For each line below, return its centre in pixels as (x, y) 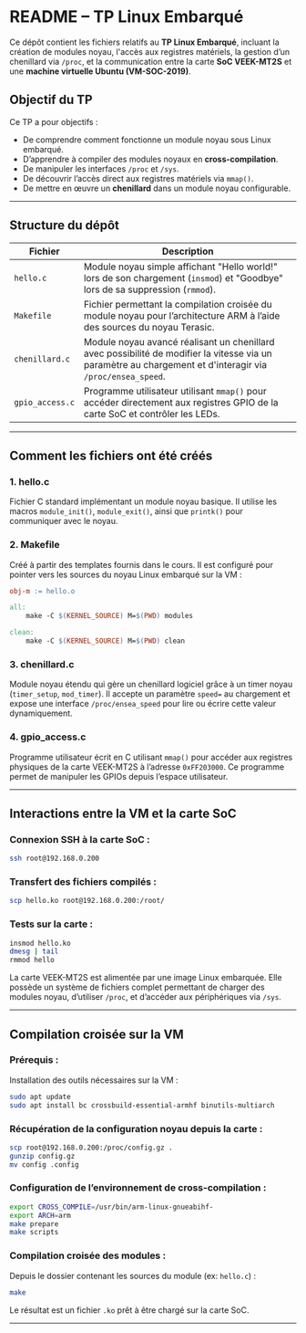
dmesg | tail (34, 951)
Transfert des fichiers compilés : (83, 882)
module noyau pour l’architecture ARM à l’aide (182, 315)
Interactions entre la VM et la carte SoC (123, 813)
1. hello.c (30, 481)
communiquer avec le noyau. (64, 521)
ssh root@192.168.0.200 (55, 859)
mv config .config (44, 1165)
